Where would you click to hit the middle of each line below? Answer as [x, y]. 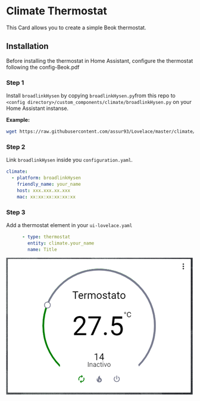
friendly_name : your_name [49, 184]
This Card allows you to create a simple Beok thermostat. [76, 27]
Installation [27, 46]
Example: [18, 120]
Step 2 [16, 146]
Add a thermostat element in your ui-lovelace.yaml [69, 225]
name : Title [43, 249]
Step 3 [16, 212]
